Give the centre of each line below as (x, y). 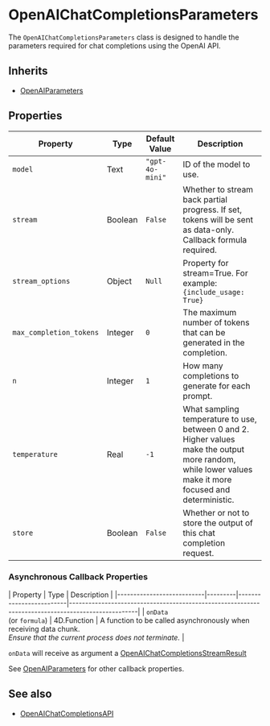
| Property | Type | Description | (61, 595)
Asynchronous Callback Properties (78, 577)
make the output (214, 449)
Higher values (209, 439)
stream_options (41, 281)
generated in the (214, 342)
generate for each (217, 386)
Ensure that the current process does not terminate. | (96, 637)
